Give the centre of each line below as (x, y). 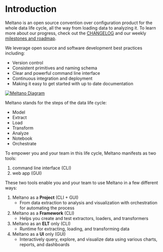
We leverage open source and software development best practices (74, 48)
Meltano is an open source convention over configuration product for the (79, 23)
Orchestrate (24, 143)
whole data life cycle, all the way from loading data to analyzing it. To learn (81, 28)
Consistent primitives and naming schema (54, 68)
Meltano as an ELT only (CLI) (41, 223)
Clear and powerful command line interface (56, 73)
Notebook (22, 138)
